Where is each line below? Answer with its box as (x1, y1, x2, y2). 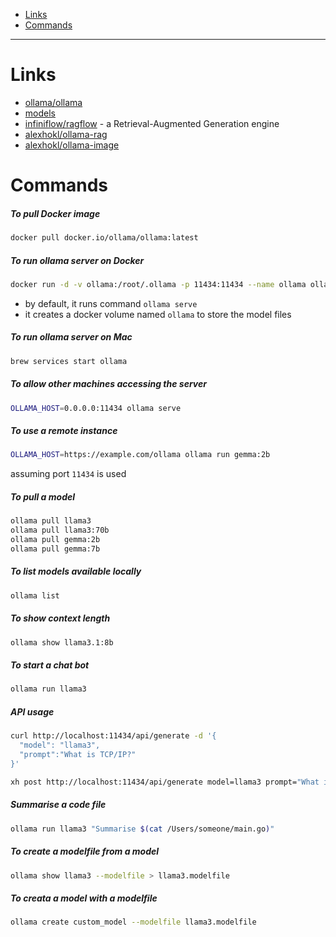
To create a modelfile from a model (10, 845, 160, 858)
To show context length (10, 612, 111, 624)
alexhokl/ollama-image (24, 139, 120, 151)
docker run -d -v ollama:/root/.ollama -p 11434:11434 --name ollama (10, 279, 307, 289)
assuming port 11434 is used (10, 468, 127, 480)
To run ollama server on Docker (10, 254, 145, 266)
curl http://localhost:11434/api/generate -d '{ (10, 731, 217, 741)
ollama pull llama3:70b (10, 525, 110, 536)
